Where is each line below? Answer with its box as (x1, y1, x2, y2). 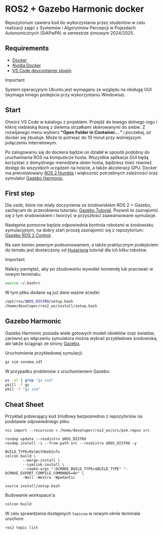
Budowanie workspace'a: (5, 492, 56, 498)
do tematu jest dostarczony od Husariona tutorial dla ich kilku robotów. (5, 247, 148, 253)
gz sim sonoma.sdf (5, 359, 43, 364)
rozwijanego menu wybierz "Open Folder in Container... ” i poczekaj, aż (5, 129, 151, 135)
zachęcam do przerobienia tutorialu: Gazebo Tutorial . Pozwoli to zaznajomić (5, 207, 159, 213)
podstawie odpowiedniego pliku (5, 419, 70, 424)
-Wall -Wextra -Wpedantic (23, 475, 76, 480)
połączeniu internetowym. (5, 139, 57, 145)
